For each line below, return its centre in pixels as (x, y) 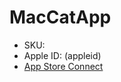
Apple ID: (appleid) (62, 55)
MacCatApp (60, 17)
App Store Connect (63, 66)
